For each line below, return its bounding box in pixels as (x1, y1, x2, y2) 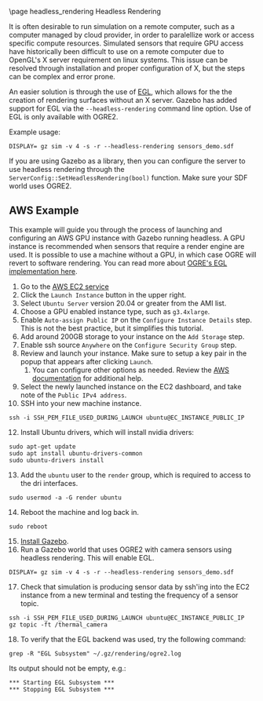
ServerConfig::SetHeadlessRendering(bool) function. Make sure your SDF (9, 173, 248, 182)
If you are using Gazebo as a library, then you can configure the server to (9, 156, 246, 166)
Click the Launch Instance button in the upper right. (20, 290, 187, 299)
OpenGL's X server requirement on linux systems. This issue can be (9, 55, 228, 64)
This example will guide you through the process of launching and (9, 225, 223, 234)
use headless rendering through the (9, 165, 125, 173)
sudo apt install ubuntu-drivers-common (9, 449, 144, 458)
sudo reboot (9, 522, 48, 531)
